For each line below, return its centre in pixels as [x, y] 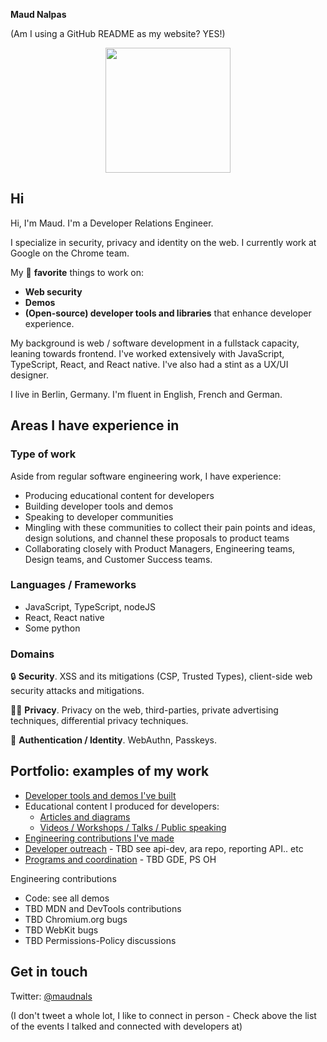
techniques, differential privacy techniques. [99, 721]
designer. [29, 375]
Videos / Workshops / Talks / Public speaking [133, 827]
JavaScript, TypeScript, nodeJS [90, 606]
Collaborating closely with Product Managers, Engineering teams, [160, 548]
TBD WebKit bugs [61, 930]
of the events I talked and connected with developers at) [126, 1026]
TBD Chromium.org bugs [76, 919]
